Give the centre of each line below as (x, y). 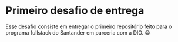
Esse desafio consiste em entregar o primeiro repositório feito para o (89, 26)
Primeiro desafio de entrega (75, 11)
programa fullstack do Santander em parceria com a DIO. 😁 (78, 32)
